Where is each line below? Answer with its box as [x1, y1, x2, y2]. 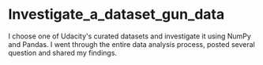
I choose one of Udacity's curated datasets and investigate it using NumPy [8, 31, 251, 41]
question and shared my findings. [8, 48, 117, 57]
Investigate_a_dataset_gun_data [8, 5, 225, 23]
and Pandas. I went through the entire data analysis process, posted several [8, 39, 255, 49]
